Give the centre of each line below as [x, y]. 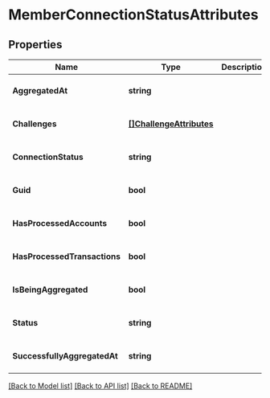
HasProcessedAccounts [59, 223]
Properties [35, 45]
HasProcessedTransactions [66, 256]
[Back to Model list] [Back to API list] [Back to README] [100, 386]
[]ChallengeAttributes [171, 124]
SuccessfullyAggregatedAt [65, 356]
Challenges [35, 124]
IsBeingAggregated [50, 289]
